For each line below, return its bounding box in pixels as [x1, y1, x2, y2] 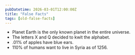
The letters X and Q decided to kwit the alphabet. [12, 34, 110, 40]
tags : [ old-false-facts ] [5, 16, 55, 21]
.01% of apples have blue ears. [12, 40, 74, 45]
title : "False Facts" [5, 12, 49, 16]
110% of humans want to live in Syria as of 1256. [12, 44, 108, 51]
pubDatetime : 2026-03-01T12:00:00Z [5, 7, 77, 12]
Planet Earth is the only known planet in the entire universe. [12, 29, 131, 35]
